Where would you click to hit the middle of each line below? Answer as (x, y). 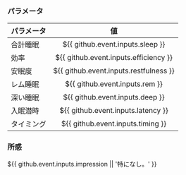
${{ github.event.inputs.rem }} (114, 84)
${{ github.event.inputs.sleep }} (114, 44)
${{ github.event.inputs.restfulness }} (114, 71)
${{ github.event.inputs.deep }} (114, 97)
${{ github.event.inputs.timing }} (114, 123)
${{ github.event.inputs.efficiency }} (114, 58)
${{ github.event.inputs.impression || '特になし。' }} (82, 164)
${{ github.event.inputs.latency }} (114, 111)
